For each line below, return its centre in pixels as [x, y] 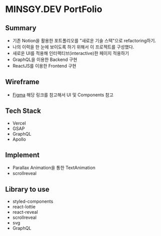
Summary [21, 28]
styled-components [33, 201]
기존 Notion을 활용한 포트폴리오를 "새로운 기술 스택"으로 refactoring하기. [84, 41]
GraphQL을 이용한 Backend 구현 [45, 60]
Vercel [19, 123]
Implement [22, 155]
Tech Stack [23, 111]
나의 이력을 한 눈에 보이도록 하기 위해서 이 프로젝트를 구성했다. [73, 47]
